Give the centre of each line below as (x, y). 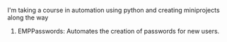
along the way (28, 17)
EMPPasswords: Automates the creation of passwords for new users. (118, 31)
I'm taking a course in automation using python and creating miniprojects (114, 10)
